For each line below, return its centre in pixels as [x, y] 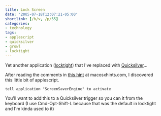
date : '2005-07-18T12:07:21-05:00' [42, 14]
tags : [11, 33]
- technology [18, 28]
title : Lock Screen [25, 10]
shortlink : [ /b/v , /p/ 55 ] [32, 19]
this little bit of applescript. [32, 80]
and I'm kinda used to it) [30, 109]
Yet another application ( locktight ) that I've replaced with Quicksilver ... [76, 65]
